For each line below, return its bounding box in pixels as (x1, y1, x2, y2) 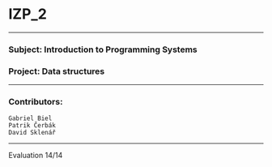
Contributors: (8, 96, 63, 108)
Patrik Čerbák (8, 122, 57, 130)
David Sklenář (8, 129, 57, 137)
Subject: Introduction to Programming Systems (8, 44, 198, 55)
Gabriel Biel (8, 114, 53, 122)
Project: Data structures (8, 66, 105, 77)
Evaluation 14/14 (8, 151, 63, 161)
